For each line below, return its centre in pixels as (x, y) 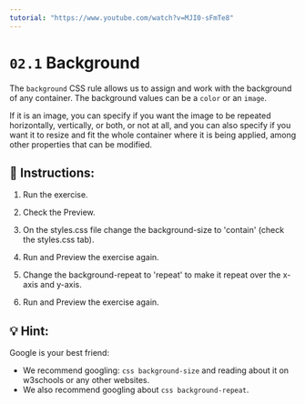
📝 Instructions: (52, 172)
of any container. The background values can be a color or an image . (138, 97)
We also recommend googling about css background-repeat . (136, 390)
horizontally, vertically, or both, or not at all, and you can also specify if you (150, 125)
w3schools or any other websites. (86, 380)
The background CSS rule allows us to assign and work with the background (151, 88)
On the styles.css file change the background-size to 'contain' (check (153, 230)
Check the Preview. (59, 212)
